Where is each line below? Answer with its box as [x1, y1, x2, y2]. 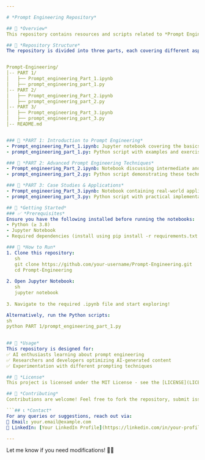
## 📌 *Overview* [6, 25, 48, 31]
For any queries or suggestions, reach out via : [6, 413, 132, 419]
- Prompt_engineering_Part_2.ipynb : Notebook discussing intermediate [6, 166, 190, 172]
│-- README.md [6, 121, 43, 127]
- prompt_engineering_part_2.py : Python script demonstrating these [6, 171, 184, 177]
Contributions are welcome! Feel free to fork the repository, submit [6, 396, 190, 402]
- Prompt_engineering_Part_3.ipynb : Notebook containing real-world [6, 188, 184, 194]
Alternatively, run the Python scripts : [6, 312, 111, 318]
